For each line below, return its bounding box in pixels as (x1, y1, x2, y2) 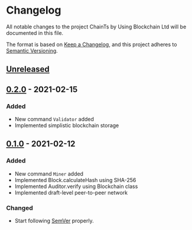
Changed (6, 203, 34, 212)
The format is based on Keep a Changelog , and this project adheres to (6, 41, 177, 48)
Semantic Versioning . (6, 47, 58, 54)
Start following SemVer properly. (14, 217, 95, 224)
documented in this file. (6, 29, 64, 36)
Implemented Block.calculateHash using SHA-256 (14, 176, 136, 183)
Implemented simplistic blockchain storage (14, 122, 119, 129)
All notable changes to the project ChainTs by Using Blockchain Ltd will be (6, 23, 187, 30)
